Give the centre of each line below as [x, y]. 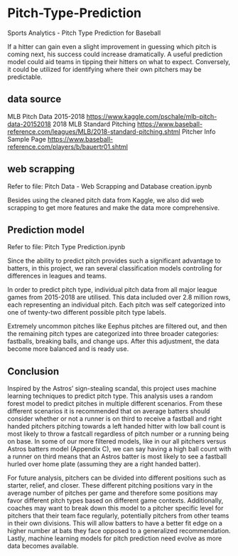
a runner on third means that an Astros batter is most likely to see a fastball [117, 456]
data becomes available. [43, 546]
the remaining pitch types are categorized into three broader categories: [113, 334]
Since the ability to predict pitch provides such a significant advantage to [114, 261]
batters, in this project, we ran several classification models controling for [115, 268]
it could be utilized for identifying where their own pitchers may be [104, 69]
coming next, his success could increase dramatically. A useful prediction [115, 54]
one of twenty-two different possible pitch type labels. [87, 313]
